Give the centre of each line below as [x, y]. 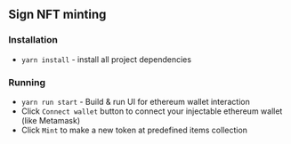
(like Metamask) [51, 120]
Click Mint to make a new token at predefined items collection [134, 130]
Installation [33, 40]
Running [27, 82]
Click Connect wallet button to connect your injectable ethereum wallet [152, 111]
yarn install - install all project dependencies [106, 59]
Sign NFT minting [57, 15]
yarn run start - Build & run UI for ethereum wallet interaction [135, 101]
